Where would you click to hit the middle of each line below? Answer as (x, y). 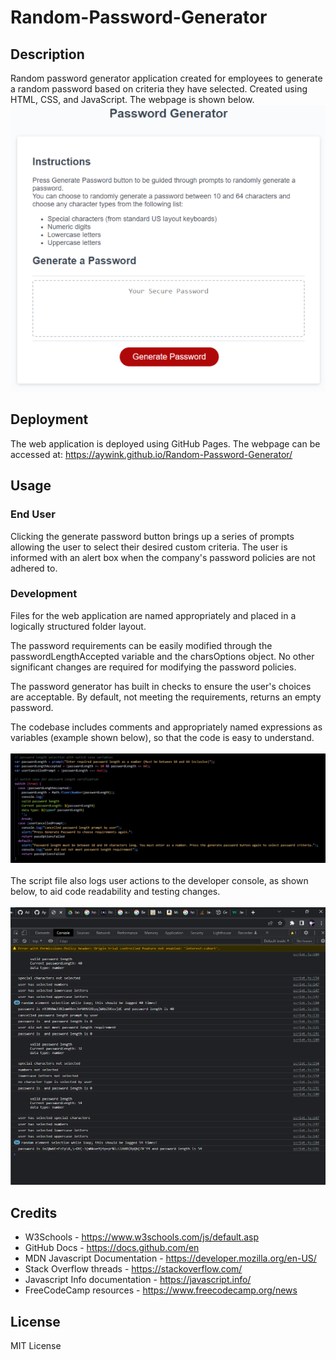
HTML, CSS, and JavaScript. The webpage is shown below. (132, 99)
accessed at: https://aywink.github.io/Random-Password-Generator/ (151, 454)
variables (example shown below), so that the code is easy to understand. (162, 737)
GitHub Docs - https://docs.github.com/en (112, 1248)
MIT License (36, 1345)
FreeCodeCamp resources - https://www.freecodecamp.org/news (161, 1290)
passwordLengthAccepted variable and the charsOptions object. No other (162, 656)
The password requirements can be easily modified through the (141, 645)
